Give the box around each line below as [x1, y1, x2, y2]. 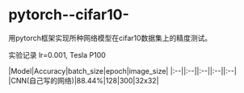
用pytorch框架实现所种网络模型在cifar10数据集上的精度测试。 [8, 33, 212, 42]
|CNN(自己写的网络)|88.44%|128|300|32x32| [8, 75, 159, 85]
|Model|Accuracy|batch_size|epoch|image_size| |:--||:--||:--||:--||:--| [8, 66, 237, 75]
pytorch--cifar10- [8, 6, 129, 24]
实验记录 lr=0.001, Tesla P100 [8, 50, 107, 59]
